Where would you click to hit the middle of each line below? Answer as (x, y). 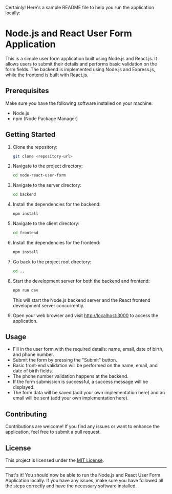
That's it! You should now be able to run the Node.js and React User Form (83, 475)
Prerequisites (27, 91)
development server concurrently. (48, 305)
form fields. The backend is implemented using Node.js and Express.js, (80, 69)
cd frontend (25, 233)
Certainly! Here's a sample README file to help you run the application (80, 7)
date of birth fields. (33, 371)
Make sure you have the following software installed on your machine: (79, 103)
